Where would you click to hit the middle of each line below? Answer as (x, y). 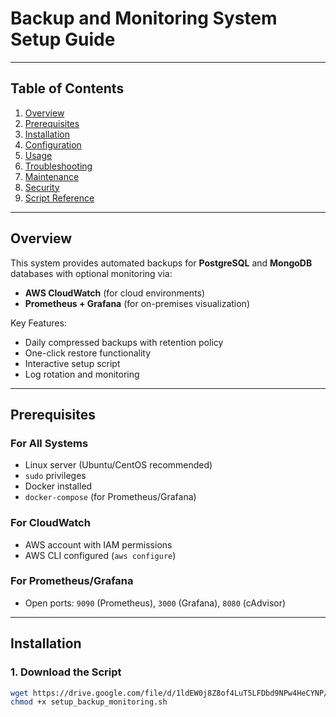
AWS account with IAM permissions (98, 544)
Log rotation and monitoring (82, 374)
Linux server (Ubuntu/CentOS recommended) (118, 465)
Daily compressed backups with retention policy (124, 342)
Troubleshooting (58, 166)
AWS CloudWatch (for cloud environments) (115, 293)
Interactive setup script (72, 363)
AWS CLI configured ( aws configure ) (100, 555)
